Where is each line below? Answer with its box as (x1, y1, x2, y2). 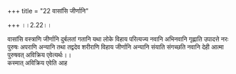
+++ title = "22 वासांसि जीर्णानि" (7, 7, 89, 15)
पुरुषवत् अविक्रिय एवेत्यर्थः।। (7, 51, 72, 59)
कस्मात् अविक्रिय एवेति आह (7, 58, 68, 67)
